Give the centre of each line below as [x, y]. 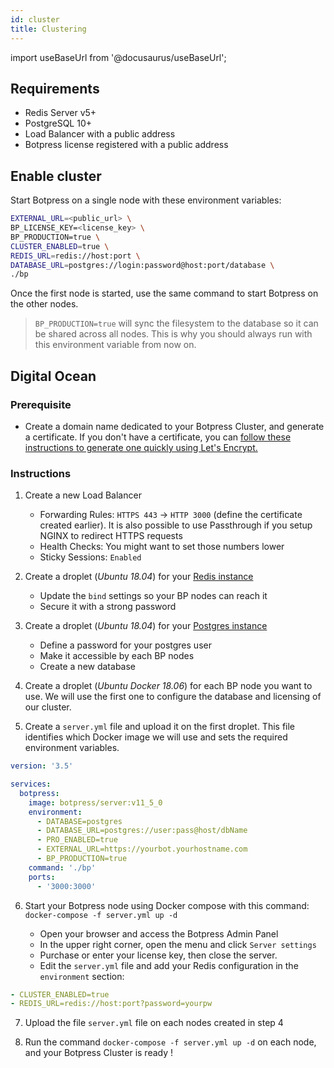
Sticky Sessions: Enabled [90, 557]
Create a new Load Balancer [83, 495]
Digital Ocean [53, 376]
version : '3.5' [42, 766]
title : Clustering [48, 29]
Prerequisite [41, 404]
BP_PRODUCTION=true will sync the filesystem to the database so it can [176, 323]
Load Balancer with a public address [100, 134]
